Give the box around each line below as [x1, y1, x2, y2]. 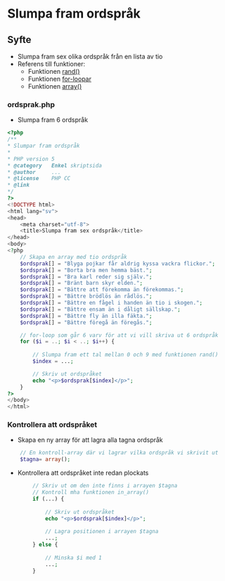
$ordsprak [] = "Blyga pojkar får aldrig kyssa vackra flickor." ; [20, 260, 216, 267]
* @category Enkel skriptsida [7, 162, 102, 169]
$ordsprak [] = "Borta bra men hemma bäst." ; [20, 267, 153, 274]
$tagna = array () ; [20, 456, 71, 463]
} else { [32, 541, 58, 549]
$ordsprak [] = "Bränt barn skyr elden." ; [20, 280, 143, 287]
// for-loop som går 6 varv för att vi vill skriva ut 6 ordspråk [20, 331, 219, 339]
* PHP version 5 [7, 155, 55, 162]
